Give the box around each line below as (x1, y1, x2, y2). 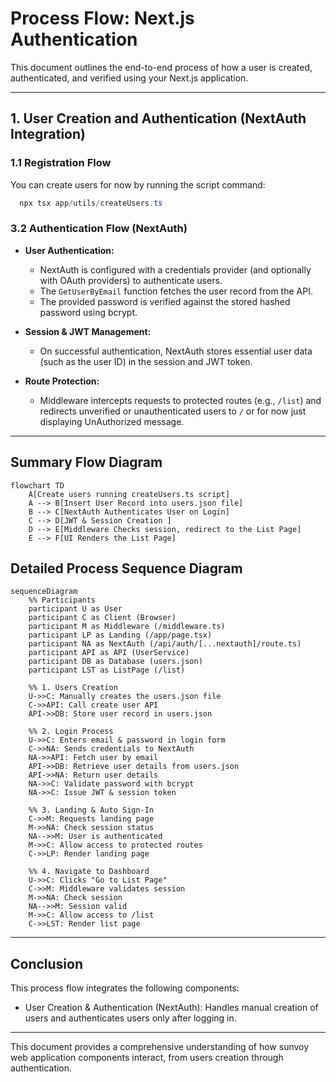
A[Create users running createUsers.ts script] (28, 489, 230, 499)
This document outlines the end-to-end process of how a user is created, (10, 61, 313, 73)
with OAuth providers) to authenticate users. (39, 274, 223, 286)
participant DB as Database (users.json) (28, 657, 203, 667)
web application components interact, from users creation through (10, 1052, 284, 1064)
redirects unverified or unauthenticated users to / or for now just (39, 405, 307, 417)
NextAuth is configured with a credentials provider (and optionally (39, 263, 312, 276)
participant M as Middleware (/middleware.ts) (28, 622, 226, 632)
